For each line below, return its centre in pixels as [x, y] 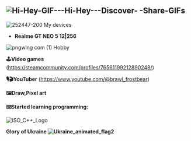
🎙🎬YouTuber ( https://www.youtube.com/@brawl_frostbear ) [78, 79]
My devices [58, 24]
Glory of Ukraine [26, 131]
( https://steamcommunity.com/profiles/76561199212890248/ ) [80, 67]
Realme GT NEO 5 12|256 [46, 36]
